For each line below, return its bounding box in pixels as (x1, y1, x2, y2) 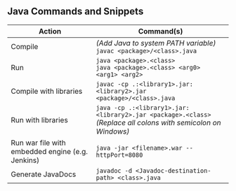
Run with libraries (11, 115, 68, 125)
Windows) (96, 126, 130, 136)
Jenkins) (11, 155, 40, 165)
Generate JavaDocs (11, 169, 77, 179)
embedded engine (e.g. (11, 146, 88, 156)
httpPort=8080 (96, 150, 143, 159)
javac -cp (96, 80, 129, 88)
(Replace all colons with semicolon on (96, 118, 221, 127)
